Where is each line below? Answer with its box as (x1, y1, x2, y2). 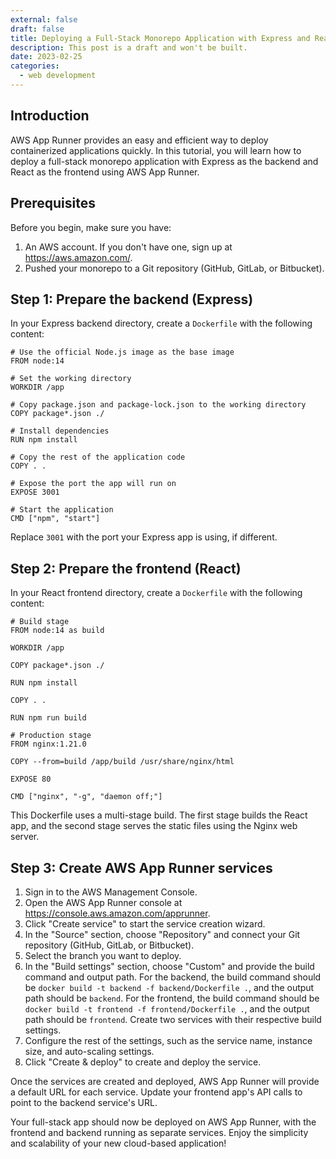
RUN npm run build (10, 713, 87, 723)
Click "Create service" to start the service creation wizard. (24, 917, 266, 930)
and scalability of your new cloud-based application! (10, 1137, 227, 1149)
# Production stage (10, 731, 92, 741)
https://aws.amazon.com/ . (24, 251, 133, 263)
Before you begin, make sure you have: (10, 221, 172, 233)
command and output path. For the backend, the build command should (24, 971, 322, 983)
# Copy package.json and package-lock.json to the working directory (10, 400, 307, 410)
